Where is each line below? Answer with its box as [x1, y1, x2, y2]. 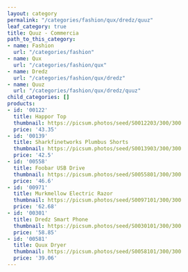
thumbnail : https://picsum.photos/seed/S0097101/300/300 [13, 197, 182, 204]
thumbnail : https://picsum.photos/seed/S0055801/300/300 [13, 171, 182, 178]
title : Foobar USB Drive [13, 164, 85, 172]
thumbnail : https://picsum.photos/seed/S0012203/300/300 [13, 119, 182, 127]
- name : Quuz [7, 81, 45, 88]
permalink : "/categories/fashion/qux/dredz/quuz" [7, 17, 154, 24]
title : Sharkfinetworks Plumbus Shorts [13, 139, 129, 146]
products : [7, 100, 36, 107]
